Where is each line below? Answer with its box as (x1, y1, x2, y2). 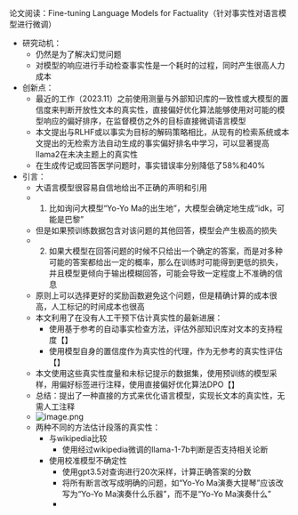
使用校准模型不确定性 (48, 455, 127, 465)
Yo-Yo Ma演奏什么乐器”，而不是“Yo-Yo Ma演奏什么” (81, 488, 271, 499)
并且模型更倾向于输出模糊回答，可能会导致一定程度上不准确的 (48, 268, 276, 278)
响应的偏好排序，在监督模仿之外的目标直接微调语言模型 (43, 116, 246, 126)
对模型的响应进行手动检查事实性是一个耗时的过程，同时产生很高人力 (35, 60, 286, 70)
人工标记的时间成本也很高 (51, 302, 145, 311)
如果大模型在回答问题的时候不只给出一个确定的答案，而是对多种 (48, 245, 283, 256)
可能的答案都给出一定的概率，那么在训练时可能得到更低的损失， (48, 257, 283, 267)
